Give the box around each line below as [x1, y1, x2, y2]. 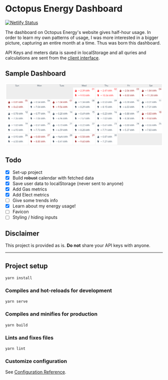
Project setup [5, 261, 48, 270]
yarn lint [5, 346, 26, 351]
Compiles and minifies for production [5, 310, 97, 317]
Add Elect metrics [12, 192, 49, 198]
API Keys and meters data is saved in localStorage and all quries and [5, 49, 146, 55]
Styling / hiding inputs [12, 214, 57, 220]
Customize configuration [5, 357, 67, 364]
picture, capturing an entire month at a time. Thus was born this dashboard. [5, 39, 161, 45]
